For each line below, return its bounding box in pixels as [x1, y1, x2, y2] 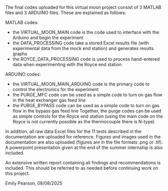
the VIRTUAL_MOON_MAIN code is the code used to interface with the [12, 29, 159, 35]
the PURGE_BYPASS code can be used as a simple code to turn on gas [12, 103, 160, 108]
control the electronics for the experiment [12, 86, 99, 92]
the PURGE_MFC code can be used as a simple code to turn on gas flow [12, 92, 162, 98]
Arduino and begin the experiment [12, 35, 84, 40]
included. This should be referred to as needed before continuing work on [5, 165, 158, 171]
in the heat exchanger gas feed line [12, 97, 86, 103]
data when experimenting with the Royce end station [12, 62, 122, 67]
